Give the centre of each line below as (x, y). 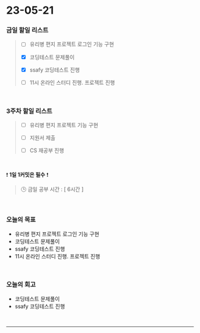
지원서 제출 (42, 138)
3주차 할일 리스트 (29, 111)
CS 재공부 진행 (47, 150)
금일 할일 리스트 (27, 30)
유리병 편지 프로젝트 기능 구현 (64, 125)
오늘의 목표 (21, 220)
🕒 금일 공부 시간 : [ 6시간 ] (52, 189)
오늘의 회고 (21, 285)
